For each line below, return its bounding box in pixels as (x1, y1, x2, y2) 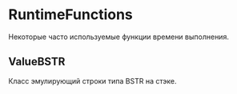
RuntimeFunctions (8, 6, 134, 24)
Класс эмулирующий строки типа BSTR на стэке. (8, 76, 177, 85)
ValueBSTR (8, 55, 66, 69)
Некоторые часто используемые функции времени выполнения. (8, 32, 230, 41)
